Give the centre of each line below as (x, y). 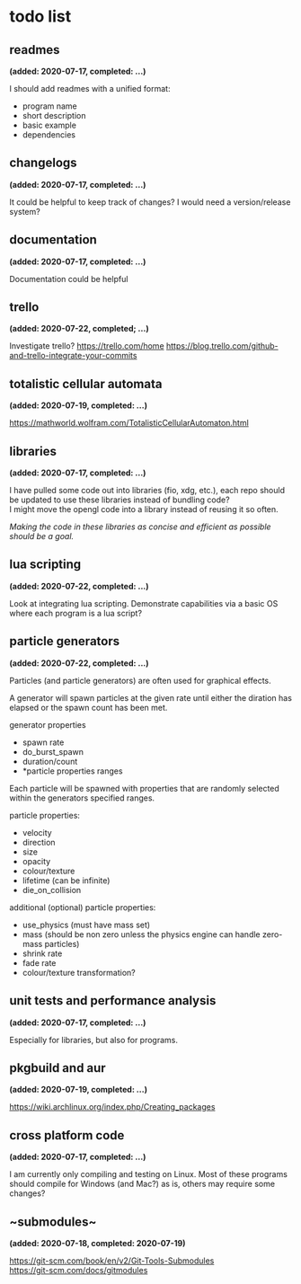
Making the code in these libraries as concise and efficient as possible (140, 527)
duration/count (50, 761)
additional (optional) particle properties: (83, 907)
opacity (36, 861)
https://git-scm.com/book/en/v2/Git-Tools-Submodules (112, 1261)
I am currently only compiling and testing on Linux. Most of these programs (148, 1174)
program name (50, 106)
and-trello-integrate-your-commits (73, 356)
